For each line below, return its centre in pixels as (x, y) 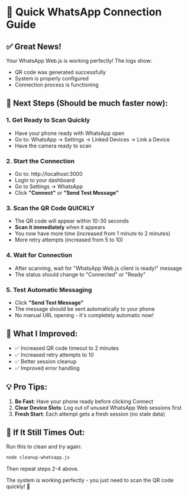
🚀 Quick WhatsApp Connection (84, 12)
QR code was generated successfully (60, 72)
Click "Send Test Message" (49, 302)
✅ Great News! (34, 46)
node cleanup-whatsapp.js (38, 458)
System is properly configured (51, 78)
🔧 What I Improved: (42, 334)
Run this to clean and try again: (44, 447)
